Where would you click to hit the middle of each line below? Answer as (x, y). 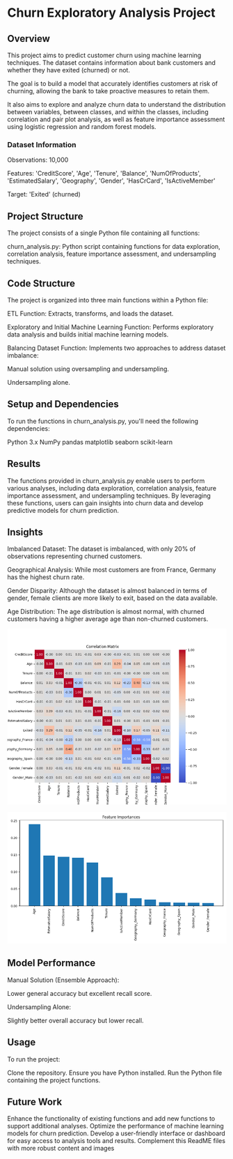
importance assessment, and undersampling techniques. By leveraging (109, 496)
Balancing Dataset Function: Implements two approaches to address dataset (116, 348)
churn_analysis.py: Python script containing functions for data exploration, (114, 247)
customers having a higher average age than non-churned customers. (108, 619)
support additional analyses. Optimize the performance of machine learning (115, 1126)
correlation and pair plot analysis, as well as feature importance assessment (116, 119)
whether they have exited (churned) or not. (69, 70)
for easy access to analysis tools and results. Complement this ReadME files (116, 1141)
